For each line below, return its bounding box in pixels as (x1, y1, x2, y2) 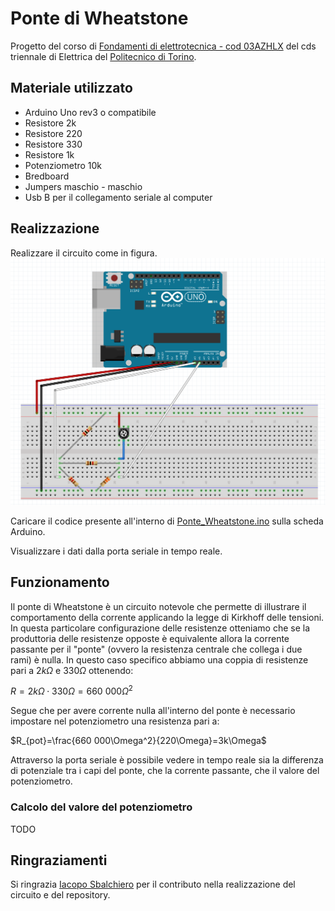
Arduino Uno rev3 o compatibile (24, 106, 157, 118)
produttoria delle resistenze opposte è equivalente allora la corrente (10, 632, 290, 644)
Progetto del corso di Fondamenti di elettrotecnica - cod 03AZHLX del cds (10, 40, 317, 52)
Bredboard (24, 170, 70, 182)
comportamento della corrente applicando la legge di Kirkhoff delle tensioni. (10, 611, 325, 623)
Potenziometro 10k (24, 159, 103, 171)
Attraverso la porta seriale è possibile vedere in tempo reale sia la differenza (10, 754, 324, 766)
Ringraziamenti (10, 852, 108, 869)
